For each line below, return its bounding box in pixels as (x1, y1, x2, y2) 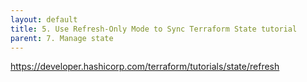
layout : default (10, 14, 78, 25)
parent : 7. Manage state (10, 33, 114, 43)
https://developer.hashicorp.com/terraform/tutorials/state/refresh (10, 61, 280, 73)
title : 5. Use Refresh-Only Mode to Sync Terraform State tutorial (10, 24, 298, 34)
